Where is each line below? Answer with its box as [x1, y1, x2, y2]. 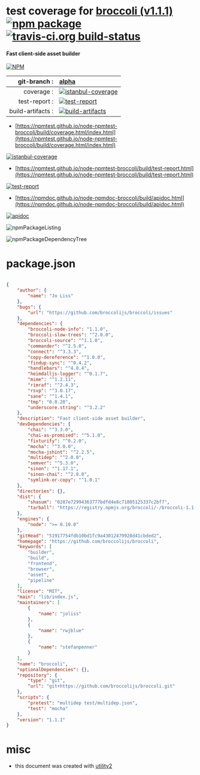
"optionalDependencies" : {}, [17, 666, 90, 672]
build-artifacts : [9, 107, 54, 115]
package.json [6, 257, 76, 271]
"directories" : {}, [17, 488, 66, 494]
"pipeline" [28, 577, 55, 583]
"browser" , [28, 566, 55, 572]
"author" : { [17, 287, 47, 293]
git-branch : [17, 77, 54, 86]
